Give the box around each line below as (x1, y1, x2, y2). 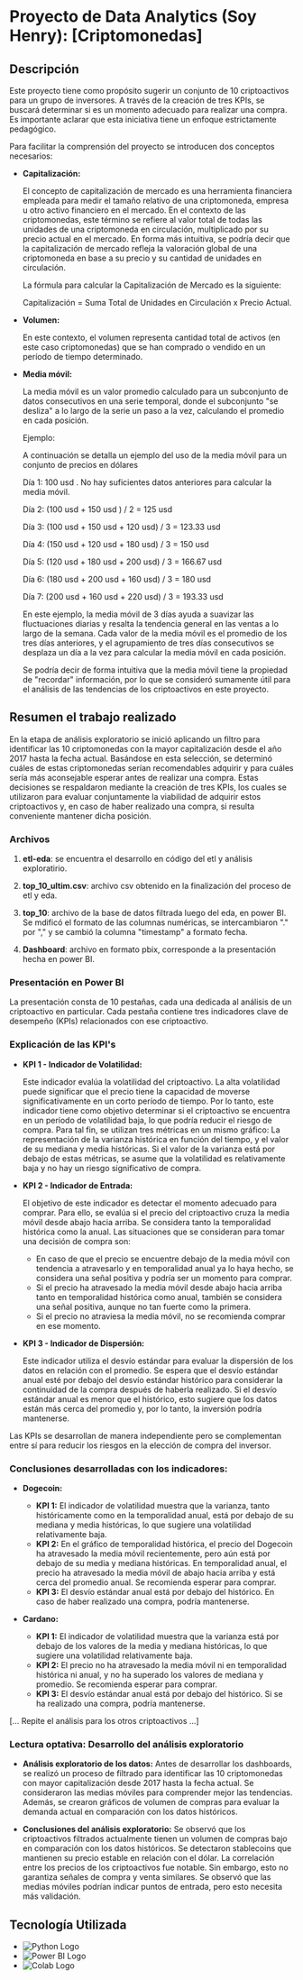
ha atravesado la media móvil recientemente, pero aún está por (35, 1548, 271, 1559)
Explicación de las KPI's (9, 1039, 116, 1051)
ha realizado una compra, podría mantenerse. (35, 1698, 206, 1709)
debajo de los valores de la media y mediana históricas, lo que (35, 1641, 268, 1651)
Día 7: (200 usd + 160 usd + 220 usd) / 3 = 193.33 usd (22, 591, 224, 601)
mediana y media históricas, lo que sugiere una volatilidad (35, 1519, 252, 1530)
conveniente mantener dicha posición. (9, 810, 151, 821)
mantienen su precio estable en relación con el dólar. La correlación (22, 1853, 275, 1864)
